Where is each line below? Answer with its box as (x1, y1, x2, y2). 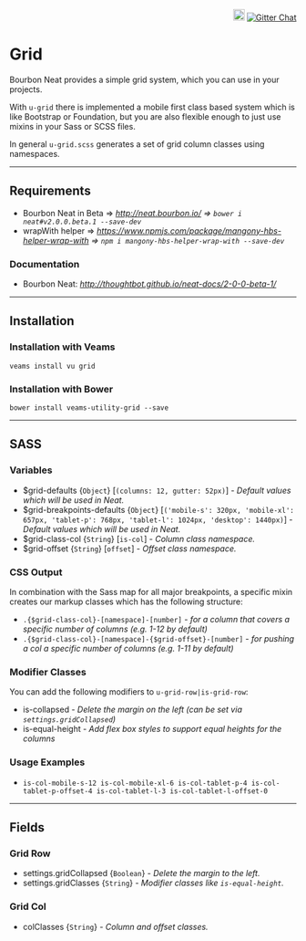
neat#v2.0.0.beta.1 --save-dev (22, 217, 142, 226)
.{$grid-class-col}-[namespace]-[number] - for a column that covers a (22, 614, 290, 625)
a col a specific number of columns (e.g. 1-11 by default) (22, 643, 234, 654)
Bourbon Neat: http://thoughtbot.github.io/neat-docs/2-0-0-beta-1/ (22, 278, 277, 289)
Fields (9, 820, 46, 835)
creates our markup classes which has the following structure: (9, 596, 243, 607)
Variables (9, 464, 53, 476)
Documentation (9, 257, 80, 270)
